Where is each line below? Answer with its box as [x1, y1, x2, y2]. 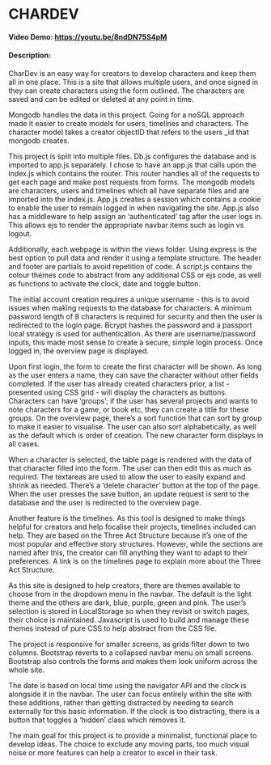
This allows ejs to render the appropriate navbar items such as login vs [8, 220, 244, 230]
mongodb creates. [8, 135, 70, 146]
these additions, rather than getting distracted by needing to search [8, 697, 234, 708]
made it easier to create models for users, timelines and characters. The [8, 118, 249, 128]
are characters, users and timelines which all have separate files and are [8, 185, 250, 195]
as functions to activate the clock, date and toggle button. [8, 278, 201, 288]
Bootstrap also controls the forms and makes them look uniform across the [8, 656, 258, 666]
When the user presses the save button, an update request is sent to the [8, 488, 249, 498]
